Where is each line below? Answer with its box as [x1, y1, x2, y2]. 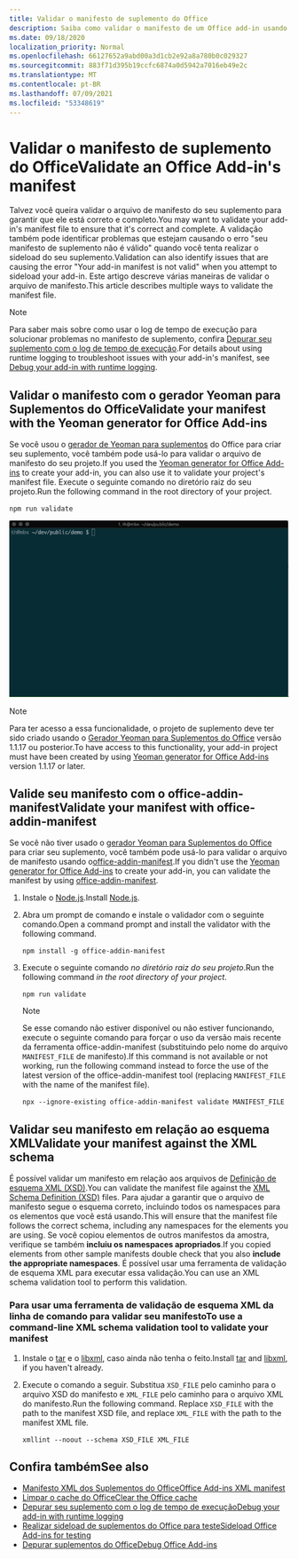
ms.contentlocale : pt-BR [9, 80, 101, 89]
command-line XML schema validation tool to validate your [9, 1321, 269, 1333]
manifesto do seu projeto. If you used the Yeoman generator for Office [9, 458, 264, 469]
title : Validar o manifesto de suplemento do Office [9, 14, 208, 23]
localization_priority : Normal [9, 43, 125, 51]
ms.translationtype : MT [9, 71, 98, 80]
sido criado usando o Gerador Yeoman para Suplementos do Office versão [9, 732, 282, 743]
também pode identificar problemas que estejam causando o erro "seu [9, 233, 269, 244]
